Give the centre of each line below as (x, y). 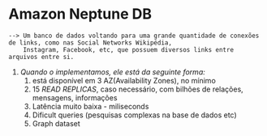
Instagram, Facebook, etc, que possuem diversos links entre (128, 49)
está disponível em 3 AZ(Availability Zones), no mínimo (124, 80)
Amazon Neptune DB (80, 14)
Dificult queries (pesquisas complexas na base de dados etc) (134, 115)
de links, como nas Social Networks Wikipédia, (90, 42)
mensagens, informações (75, 97)
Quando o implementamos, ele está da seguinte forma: (112, 72)
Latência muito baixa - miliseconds (90, 106)
